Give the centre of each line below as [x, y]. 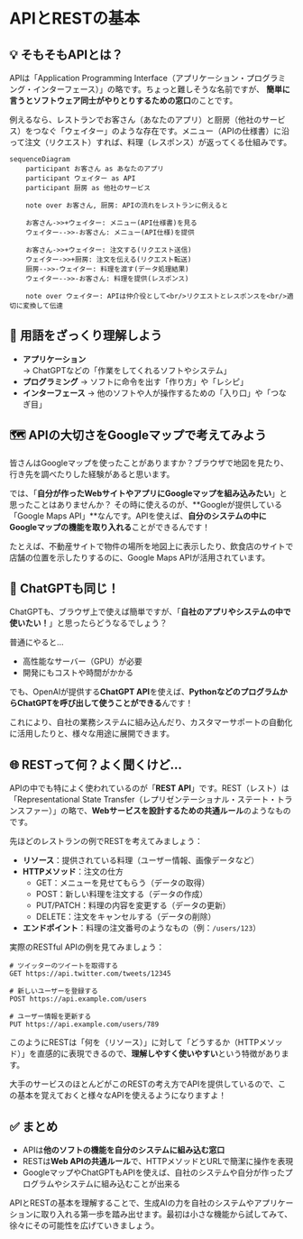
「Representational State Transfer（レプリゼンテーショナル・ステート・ [143, 800]
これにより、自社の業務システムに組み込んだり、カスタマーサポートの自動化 [151, 722]
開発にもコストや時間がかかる [78, 673]
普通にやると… [37, 642]
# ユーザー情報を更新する [50, 1017]
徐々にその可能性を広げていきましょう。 [84, 1225]
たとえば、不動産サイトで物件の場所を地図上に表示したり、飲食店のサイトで [151, 546]
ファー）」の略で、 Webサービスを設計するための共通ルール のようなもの [158, 811]
